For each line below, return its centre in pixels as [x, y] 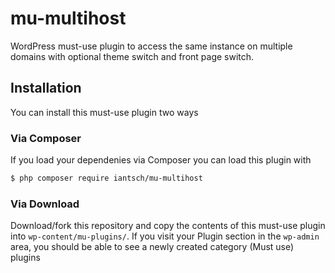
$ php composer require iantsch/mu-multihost [106, 178]
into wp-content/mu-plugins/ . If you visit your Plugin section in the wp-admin [165, 236]
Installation [46, 88]
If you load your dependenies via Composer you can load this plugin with [161, 160]
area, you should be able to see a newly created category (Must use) [152, 247]
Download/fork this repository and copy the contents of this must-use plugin [168, 226]
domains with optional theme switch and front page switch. [132, 56]
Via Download [45, 204]
